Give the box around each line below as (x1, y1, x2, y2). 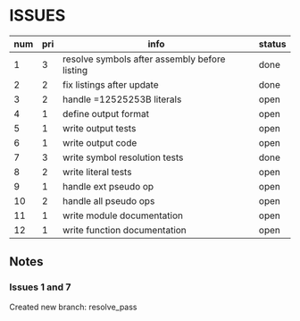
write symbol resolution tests (62, 151, 184, 164)
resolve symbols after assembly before (62, 53, 226, 65)
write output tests (62, 122, 137, 134)
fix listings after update (62, 78, 159, 90)
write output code (62, 136, 137, 148)
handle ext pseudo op (62, 180, 154, 192)
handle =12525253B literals (62, 93, 182, 106)
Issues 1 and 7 (9, 281, 71, 293)
